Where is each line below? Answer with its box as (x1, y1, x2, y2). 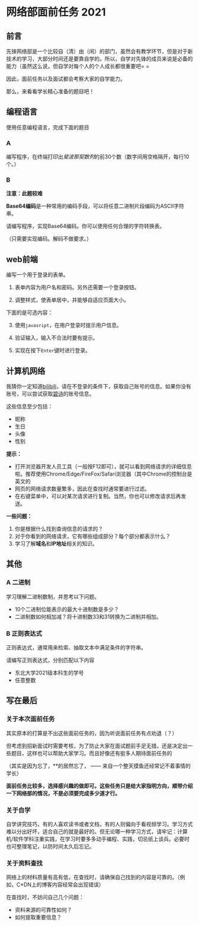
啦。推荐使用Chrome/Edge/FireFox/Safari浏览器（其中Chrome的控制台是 (14, 470, 192, 478)
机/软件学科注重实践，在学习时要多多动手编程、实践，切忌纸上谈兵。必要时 (6, 835, 190, 842)
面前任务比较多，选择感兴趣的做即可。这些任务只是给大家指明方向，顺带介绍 (6, 782, 193, 789)
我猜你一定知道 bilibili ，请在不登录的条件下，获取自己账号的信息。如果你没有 (6, 383, 191, 390)
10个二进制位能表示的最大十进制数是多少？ (14, 605, 120, 613)
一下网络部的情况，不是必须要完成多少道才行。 (6, 789, 120, 797)
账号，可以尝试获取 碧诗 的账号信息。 (6, 390, 95, 398)
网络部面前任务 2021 (6, 5, 106, 19)
